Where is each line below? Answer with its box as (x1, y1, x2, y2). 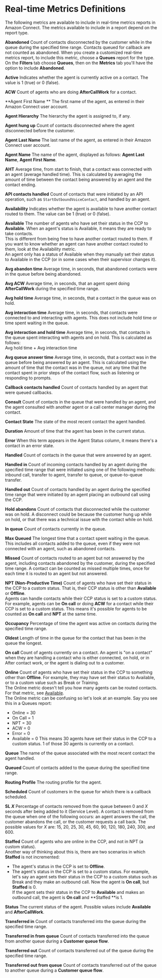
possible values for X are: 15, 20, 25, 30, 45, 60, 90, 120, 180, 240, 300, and (5, 824, 156, 830)
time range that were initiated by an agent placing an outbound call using (5, 491, 150, 497)
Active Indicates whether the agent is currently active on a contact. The (5, 74, 148, 80)
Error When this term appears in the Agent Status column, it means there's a (5, 437, 158, 443)
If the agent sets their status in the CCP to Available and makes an (12, 889, 145, 895)
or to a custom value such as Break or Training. (5, 680, 99, 685)
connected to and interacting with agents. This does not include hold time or (5, 314, 157, 320)
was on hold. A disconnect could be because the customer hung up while (5, 511, 152, 517)
